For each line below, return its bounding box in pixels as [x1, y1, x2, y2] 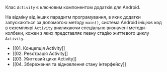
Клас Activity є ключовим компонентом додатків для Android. [5, 5, 141, 10]
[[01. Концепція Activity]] [12, 45, 65, 51]
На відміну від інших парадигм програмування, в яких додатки [5, 14, 141, 20]
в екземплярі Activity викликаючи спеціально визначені [5, 25, 128, 31]
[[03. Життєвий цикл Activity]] [12, 56, 77, 62]
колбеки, [5, 30, 25, 36]
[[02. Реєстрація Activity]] [12, 50, 68, 56]
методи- [129, 25, 147, 31]
